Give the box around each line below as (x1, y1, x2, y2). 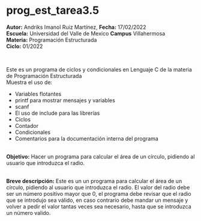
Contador (14, 122, 39, 129)
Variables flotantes (14, 90, 62, 97)
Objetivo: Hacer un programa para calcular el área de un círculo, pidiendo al (6, 153, 195, 160)
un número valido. (6, 209, 51, 216)
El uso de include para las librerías (14, 109, 100, 117)
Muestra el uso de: (6, 79, 53, 86)
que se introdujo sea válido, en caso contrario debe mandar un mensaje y (6, 196, 188, 204)
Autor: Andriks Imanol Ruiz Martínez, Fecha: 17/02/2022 (6, 23, 146, 31)
